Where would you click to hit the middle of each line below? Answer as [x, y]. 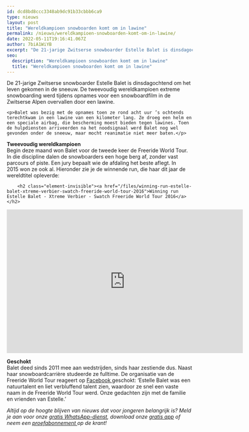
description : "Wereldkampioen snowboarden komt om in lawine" [90, 61]
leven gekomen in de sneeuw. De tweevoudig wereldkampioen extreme [94, 90]
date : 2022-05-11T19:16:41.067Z [46, 39]
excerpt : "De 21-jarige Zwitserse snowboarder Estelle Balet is [87, 50]
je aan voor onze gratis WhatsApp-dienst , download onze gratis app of [94, 417]
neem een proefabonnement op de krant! [57, 423]
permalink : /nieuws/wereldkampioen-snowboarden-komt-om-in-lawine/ [91, 34]
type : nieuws [23, 17]
